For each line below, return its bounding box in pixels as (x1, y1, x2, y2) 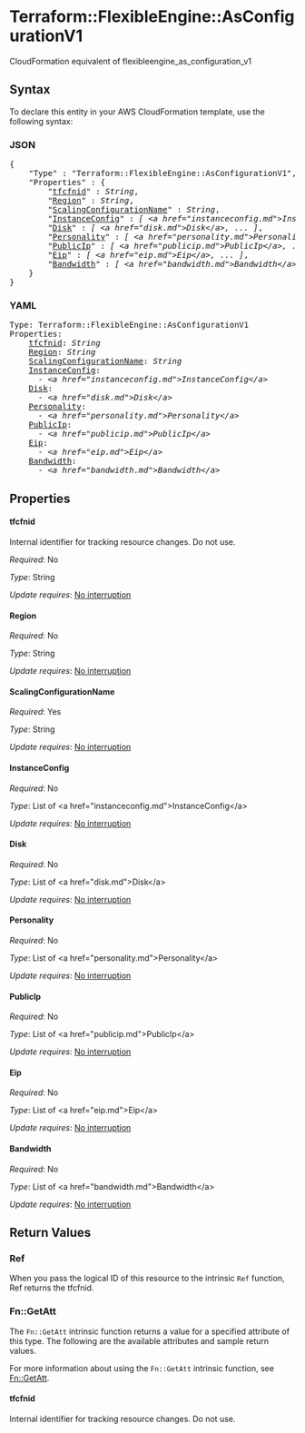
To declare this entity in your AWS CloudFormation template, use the (9, 106, 265, 117)
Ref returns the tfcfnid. (9, 1282, 94, 1293)
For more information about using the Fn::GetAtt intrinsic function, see (9, 1362, 275, 1373)
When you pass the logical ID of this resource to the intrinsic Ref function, (9, 1273, 285, 1284)
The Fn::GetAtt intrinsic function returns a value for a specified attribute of (9, 1326, 290, 1337)
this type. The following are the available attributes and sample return (9, 1335, 270, 1346)
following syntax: (9, 115, 74, 126)
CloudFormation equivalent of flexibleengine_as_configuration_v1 (9, 55, 252, 66)
